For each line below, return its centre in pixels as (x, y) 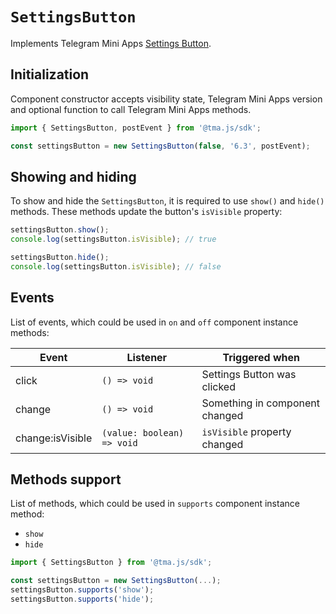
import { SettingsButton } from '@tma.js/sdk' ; (111, 563)
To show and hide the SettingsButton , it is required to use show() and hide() (167, 201)
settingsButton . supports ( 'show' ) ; (82, 590)
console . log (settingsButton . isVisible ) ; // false (116, 266)
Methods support (66, 479)
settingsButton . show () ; (60, 230)
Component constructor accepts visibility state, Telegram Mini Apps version (166, 99)
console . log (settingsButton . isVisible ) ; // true (113, 239)
